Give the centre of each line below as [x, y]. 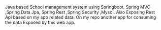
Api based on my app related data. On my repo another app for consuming [80, 17]
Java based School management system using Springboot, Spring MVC [78, 7]
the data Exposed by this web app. [40, 22]
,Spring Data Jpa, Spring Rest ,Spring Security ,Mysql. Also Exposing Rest [80, 12]
